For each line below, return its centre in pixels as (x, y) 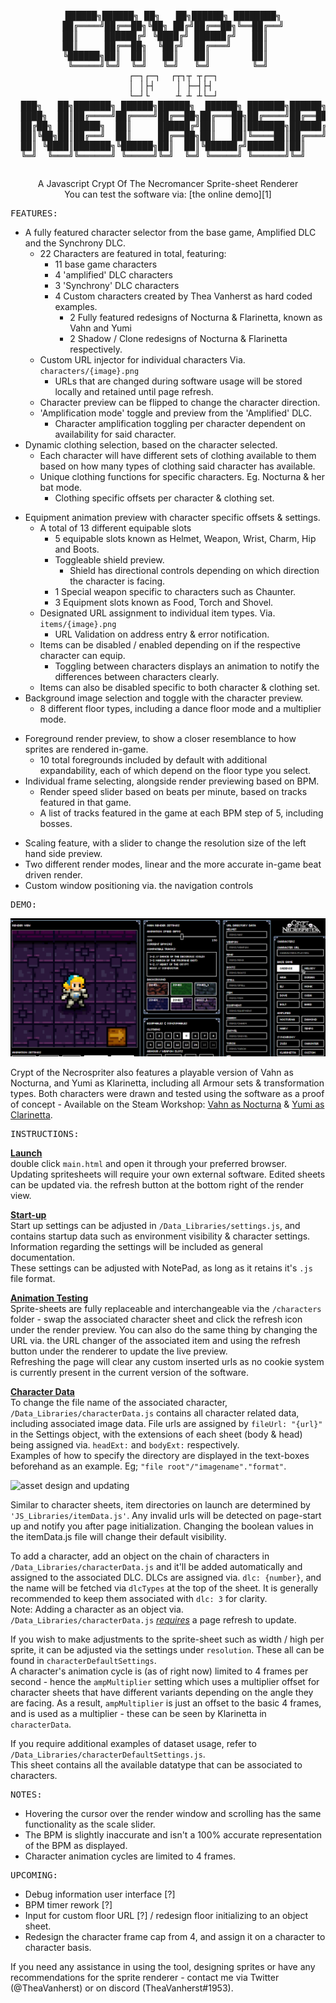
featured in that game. (85, 802)
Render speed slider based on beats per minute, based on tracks (173, 791)
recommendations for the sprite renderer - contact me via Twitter (145, 1978)
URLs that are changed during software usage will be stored (178, 381)
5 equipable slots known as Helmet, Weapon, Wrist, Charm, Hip (185, 538)
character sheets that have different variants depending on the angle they (162, 1693)
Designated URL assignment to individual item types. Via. (157, 613)
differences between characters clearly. (137, 676)
